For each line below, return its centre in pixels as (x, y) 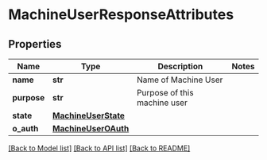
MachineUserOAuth (91, 129)
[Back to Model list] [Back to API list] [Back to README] (99, 148)
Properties (35, 44)
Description (180, 66)
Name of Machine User (180, 80)
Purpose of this (165, 93)
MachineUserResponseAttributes (121, 15)
